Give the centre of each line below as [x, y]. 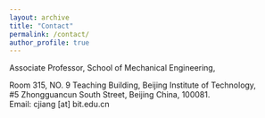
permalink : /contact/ [50, 34]
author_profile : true [50, 42]
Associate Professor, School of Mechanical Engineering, [112, 68]
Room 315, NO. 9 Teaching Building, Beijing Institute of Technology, [133, 85]
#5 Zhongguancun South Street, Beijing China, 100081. [110, 95]
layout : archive [39, 17]
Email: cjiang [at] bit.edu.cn [59, 105]
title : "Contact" [41, 26]
